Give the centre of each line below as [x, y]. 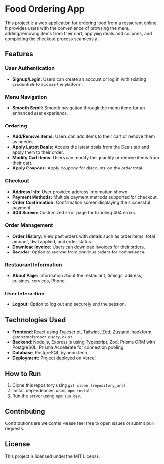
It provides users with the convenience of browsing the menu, [68, 28]
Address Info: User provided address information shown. [70, 192]
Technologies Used [35, 320]
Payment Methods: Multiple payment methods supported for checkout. [85, 197]
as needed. [24, 142]
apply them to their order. [38, 152]
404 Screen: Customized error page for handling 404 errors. [74, 212]
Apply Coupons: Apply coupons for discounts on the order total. [78, 168]
